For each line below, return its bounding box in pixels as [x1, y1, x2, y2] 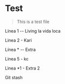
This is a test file [16, 19, 50, 24]
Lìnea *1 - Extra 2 [5, 65, 40, 71]
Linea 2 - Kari [5, 37, 32, 43]
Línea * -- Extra [5, 47, 36, 52]
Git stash [5, 74, 23, 80]
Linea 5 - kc [5, 56, 29, 61]
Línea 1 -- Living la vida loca [5, 28, 61, 34]
